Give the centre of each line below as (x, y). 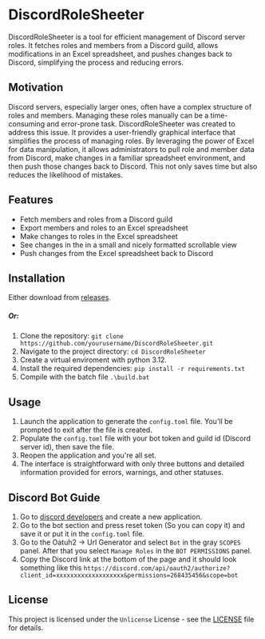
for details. (26, 627)
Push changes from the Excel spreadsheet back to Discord (117, 253)
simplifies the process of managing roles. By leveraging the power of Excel (131, 141)
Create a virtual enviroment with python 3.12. (93, 360)
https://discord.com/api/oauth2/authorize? (157, 568)
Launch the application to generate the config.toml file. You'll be (126, 421)
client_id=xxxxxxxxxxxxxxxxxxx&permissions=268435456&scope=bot (129, 575)
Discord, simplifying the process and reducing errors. (96, 62)
